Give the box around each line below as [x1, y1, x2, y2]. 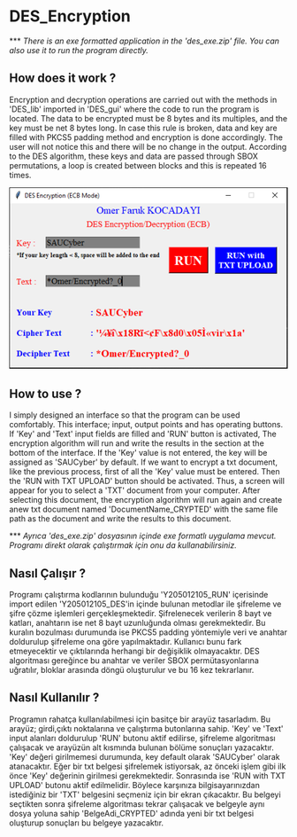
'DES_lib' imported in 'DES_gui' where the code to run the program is [9, 104, 260, 114]
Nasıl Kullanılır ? [9, 690, 100, 706]
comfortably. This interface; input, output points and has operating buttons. [9, 419, 284, 430]
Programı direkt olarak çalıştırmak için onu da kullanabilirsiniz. [9, 540, 237, 551]
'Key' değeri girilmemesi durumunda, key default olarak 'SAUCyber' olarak [9, 751, 280, 762]
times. [9, 169, 32, 180]
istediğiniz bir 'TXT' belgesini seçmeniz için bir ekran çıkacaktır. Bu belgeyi [9, 789, 281, 800]
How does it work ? [9, 71, 117, 86]
